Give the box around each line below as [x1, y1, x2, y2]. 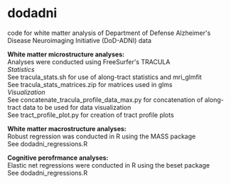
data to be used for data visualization [22, 103, 131, 111]
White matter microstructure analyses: [7, 50, 125, 58]
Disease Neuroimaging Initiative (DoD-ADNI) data [7, 36, 151, 44]
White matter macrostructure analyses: [7, 124, 127, 133]
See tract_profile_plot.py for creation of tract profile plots [7, 111, 174, 119]
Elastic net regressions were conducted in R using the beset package [7, 160, 210, 169]
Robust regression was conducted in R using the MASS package [7, 132, 196, 140]
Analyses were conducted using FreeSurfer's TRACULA [7, 57, 171, 66]
